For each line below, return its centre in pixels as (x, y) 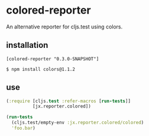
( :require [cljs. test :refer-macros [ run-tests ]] (69, 101)
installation (27, 45)
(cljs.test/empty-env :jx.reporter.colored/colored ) (78, 123)
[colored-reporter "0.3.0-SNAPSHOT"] (53, 59)
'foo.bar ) (23, 128)
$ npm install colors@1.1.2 (41, 69)
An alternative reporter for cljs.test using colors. (64, 27)
